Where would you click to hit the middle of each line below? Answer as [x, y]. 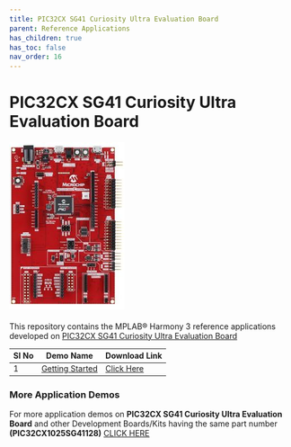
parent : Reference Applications [70, 28]
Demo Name [70, 356]
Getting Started [70, 369]
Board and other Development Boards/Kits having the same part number [144, 424]
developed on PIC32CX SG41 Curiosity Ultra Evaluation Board [123, 335]
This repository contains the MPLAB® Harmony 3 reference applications [143, 326]
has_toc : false [38, 48]
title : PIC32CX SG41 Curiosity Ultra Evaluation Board [114, 19]
